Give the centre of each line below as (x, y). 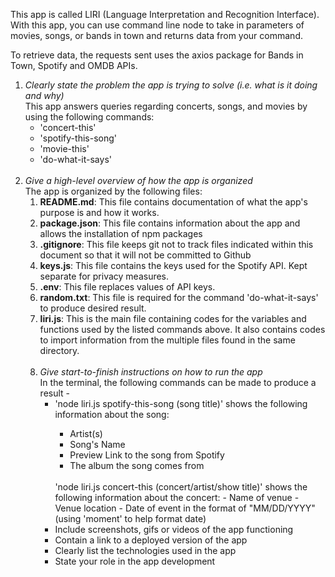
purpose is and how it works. (99, 212)
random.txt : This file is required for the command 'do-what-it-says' (179, 297)
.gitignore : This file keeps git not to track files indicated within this (176, 244)
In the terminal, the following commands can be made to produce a (178, 382)
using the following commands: (89, 117)
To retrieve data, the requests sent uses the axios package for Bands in (157, 55)
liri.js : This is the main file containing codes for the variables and (173, 318)
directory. (59, 350)
